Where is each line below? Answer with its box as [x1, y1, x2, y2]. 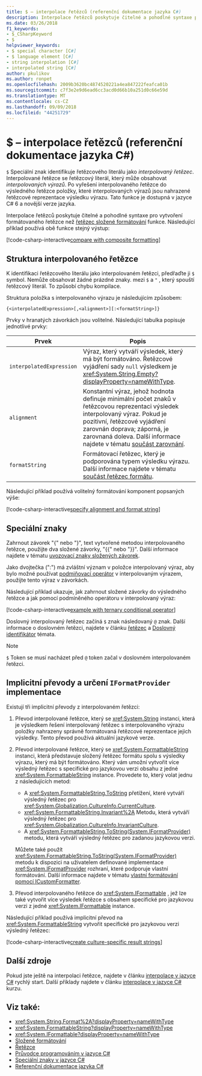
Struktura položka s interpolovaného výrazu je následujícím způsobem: [6, 294, 182, 302]
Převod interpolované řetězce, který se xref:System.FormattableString [14, 745, 189, 753]
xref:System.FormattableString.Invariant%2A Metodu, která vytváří [23, 808, 189, 816]
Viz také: [6, 1002, 40, 1012]
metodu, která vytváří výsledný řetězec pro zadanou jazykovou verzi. [23, 834, 195, 841]
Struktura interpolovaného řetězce [6, 253, 138, 264]
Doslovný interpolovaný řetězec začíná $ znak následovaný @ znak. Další [6, 618, 185, 625]
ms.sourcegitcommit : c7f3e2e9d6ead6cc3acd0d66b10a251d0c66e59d [6, 87, 168, 93]
